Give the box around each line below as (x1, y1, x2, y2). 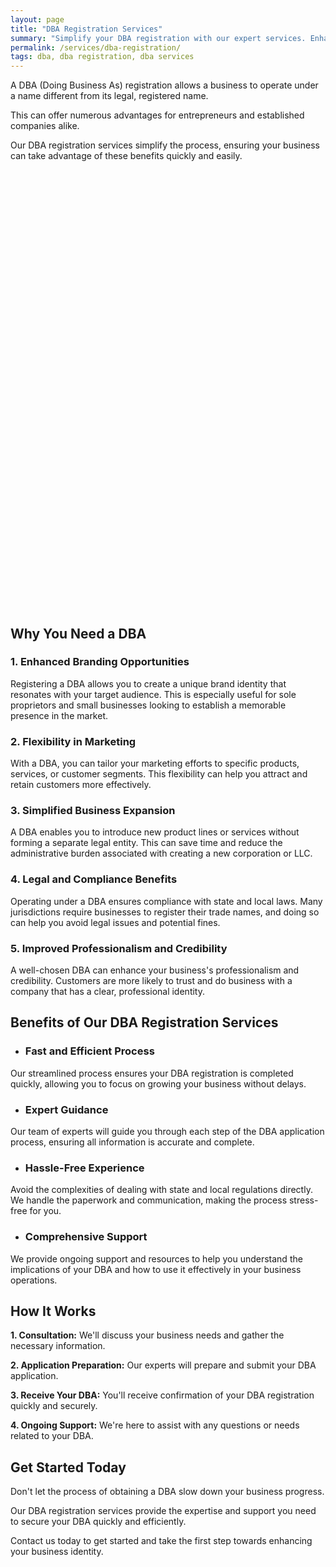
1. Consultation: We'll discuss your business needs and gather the (10, 1329, 285, 1341)
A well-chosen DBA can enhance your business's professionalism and (10, 964, 300, 976)
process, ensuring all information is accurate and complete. (10, 1136, 255, 1148)
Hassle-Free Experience (24, 1161, 145, 1175)
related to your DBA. (10, 1430, 94, 1442)
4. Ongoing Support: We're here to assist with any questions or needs (10, 1419, 300, 1431)
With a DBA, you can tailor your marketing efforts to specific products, (10, 757, 300, 770)
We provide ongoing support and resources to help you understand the (10, 1252, 303, 1265)
